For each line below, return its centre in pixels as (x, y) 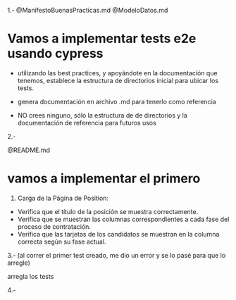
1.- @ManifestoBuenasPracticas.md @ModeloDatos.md (88, 10)
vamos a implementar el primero (104, 179)
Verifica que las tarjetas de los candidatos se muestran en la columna (118, 234)
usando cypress (55, 54)
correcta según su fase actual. (62, 242)
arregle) (19, 263)
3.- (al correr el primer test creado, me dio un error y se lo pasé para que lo (117, 255)
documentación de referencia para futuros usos (87, 123)
